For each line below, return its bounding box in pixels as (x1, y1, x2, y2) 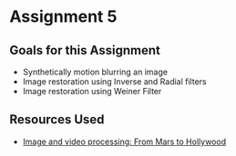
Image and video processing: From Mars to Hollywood (22, 136, 226, 147)
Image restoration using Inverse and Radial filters (22, 76, 207, 87)
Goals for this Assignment (9, 43, 161, 58)
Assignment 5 (9, 6, 118, 27)
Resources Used (9, 112, 105, 128)
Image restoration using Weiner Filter (22, 86, 162, 96)
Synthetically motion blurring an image (22, 66, 169, 77)
